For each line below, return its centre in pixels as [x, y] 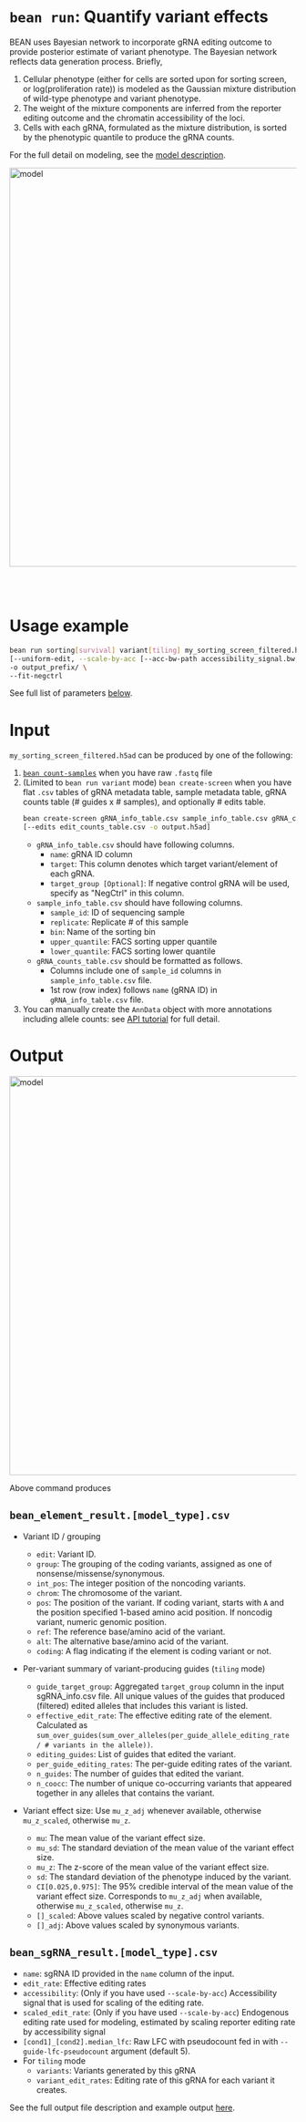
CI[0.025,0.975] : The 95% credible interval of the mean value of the [165, 1886]
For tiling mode [54, 2060]
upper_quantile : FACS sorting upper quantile [133, 942]
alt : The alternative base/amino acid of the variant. [133, 1641]
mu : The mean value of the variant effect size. [121, 1837]
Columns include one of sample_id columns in [135, 971]
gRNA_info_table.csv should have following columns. [135, 844]
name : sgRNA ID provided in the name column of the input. [128, 1973]
